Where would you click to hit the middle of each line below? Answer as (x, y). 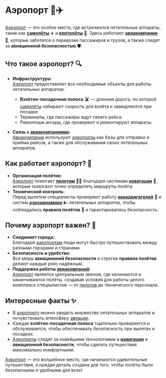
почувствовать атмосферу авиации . (51, 318)
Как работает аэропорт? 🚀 (49, 164)
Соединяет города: (33, 237)
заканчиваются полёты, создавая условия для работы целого (78, 280)
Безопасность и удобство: (41, 253)
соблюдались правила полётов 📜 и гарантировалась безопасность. (85, 209)
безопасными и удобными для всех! (44, 370)
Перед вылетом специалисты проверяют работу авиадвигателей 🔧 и (87, 197)
